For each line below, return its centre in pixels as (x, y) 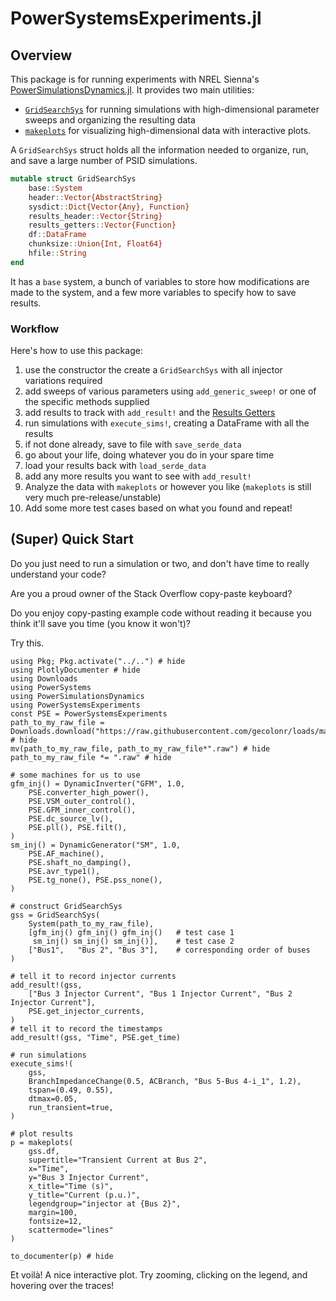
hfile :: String (57, 253)
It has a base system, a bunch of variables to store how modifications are (160, 281)
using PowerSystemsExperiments (75, 705)
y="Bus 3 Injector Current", (89, 1177)
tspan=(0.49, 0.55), (71, 1090)
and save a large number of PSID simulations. (104, 160)
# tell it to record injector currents (93, 976)
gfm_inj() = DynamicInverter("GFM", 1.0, (98, 783)
